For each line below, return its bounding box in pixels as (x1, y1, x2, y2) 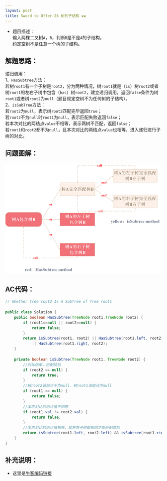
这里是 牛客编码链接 (12, 470, 52, 476)
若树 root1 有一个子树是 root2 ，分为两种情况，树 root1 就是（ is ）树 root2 (5, 83, 150, 89)
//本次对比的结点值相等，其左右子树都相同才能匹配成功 (23, 425, 120, 430)
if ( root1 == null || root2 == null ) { (23, 320, 97, 325)
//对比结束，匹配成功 (23, 362, 61, 367)
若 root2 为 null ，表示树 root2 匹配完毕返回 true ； (5, 108, 102, 114)
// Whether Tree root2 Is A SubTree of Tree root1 (5, 299, 112, 304)
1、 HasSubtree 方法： (5, 77, 47, 83)
